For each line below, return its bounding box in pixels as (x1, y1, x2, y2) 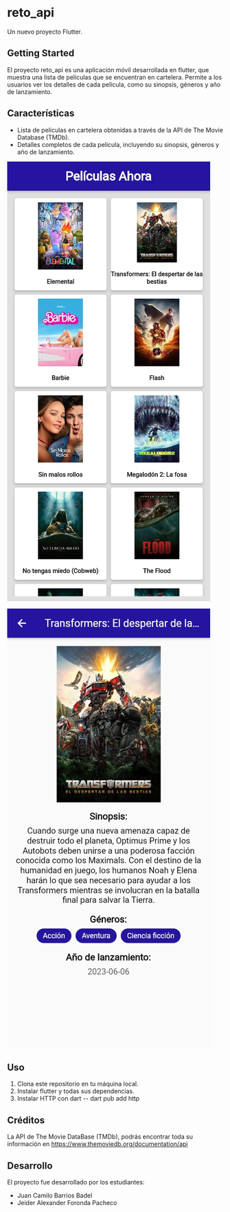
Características (7, 108, 75, 120)
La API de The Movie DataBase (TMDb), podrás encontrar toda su (7, 1132, 194, 1141)
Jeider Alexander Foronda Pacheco (16, 1199, 117, 1207)
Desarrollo (7, 1160, 53, 1171)
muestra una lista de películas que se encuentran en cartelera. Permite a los (7, 73, 222, 81)
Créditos (7, 1114, 45, 1126)
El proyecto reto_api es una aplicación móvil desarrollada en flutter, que (7, 65, 209, 74)
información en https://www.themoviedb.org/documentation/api (7, 1140, 188, 1148)
